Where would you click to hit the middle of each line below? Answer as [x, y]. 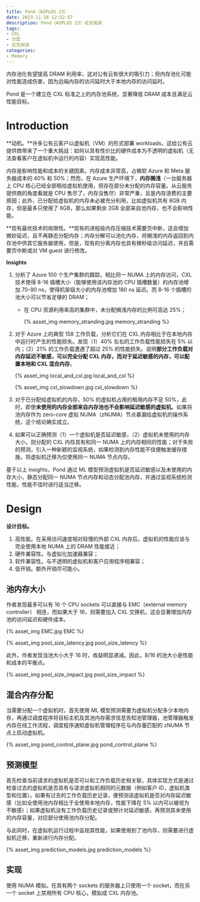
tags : [13, 28]
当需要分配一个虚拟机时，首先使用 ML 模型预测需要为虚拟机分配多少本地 [95, 711]
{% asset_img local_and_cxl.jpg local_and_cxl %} [75, 376]
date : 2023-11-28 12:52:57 [40, 17]
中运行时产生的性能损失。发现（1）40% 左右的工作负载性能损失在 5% [100, 341]
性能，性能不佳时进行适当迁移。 [45, 484]
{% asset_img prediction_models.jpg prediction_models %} [79, 850]
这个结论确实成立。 [49, 421]
